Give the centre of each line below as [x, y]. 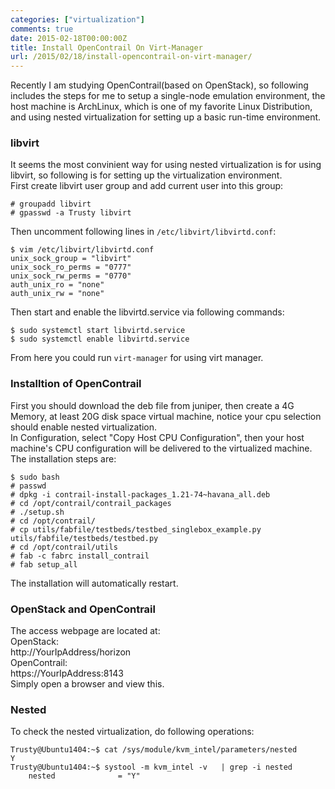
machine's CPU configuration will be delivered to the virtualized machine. [161, 448]
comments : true [42, 29]
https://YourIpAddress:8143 [67, 673]
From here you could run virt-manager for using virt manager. [137, 358]
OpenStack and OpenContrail [83, 609]
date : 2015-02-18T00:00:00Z [69, 38]
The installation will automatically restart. [94, 583]
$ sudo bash [35, 477]
